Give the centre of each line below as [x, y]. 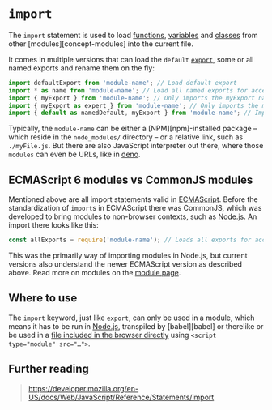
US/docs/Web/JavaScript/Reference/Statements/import [121, 397]
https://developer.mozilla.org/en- [83, 388]
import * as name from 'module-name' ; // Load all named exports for [128, 90]
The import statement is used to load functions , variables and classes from [133, 35]
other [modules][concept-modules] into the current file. [101, 44]
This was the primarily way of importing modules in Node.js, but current [128, 255]
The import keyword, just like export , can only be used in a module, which [132, 318]
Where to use [43, 298]
